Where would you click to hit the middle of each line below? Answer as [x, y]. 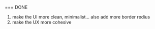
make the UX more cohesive [42, 22]
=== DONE [16, 7]
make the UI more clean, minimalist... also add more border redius [81, 17]
